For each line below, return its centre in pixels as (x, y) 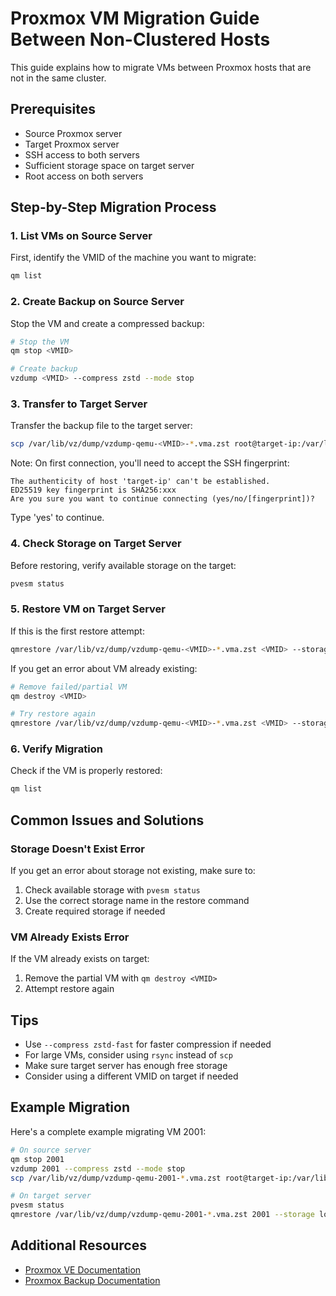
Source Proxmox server (73, 133)
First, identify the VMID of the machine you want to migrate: (133, 258)
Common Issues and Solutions (107, 820)
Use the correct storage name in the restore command (137, 900)
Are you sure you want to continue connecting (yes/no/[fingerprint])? (162, 499)
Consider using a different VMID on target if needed (131, 1076)
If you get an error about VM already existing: (104, 668)
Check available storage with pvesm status (112, 889)
